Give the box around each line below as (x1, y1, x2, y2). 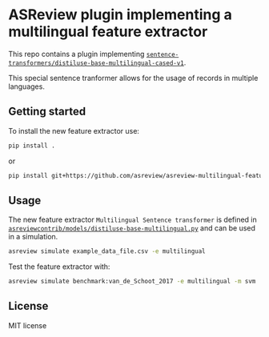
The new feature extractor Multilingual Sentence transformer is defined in (8, 215, 258, 225)
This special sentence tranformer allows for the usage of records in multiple (8, 73, 259, 82)
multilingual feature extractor (8, 22, 208, 41)
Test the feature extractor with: (8, 262, 110, 271)
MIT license (8, 320, 47, 330)
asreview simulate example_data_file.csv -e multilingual (8, 247, 206, 255)
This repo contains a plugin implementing (8, 49, 145, 58)
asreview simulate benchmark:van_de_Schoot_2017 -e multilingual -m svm (8, 278, 256, 286)
